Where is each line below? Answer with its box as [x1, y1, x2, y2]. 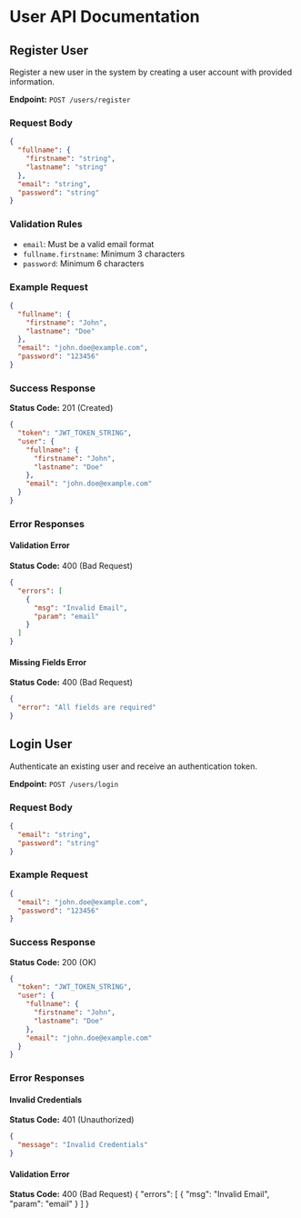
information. [9, 76, 55, 87]
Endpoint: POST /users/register [9, 94, 131, 105]
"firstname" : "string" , [25, 155, 116, 164]
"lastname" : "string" [25, 162, 107, 172]
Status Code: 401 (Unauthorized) [9, 1114, 135, 1125]
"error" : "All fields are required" [17, 703, 156, 713]
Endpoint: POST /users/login [9, 778, 119, 789]
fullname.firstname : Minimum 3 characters [22, 248, 186, 259]
